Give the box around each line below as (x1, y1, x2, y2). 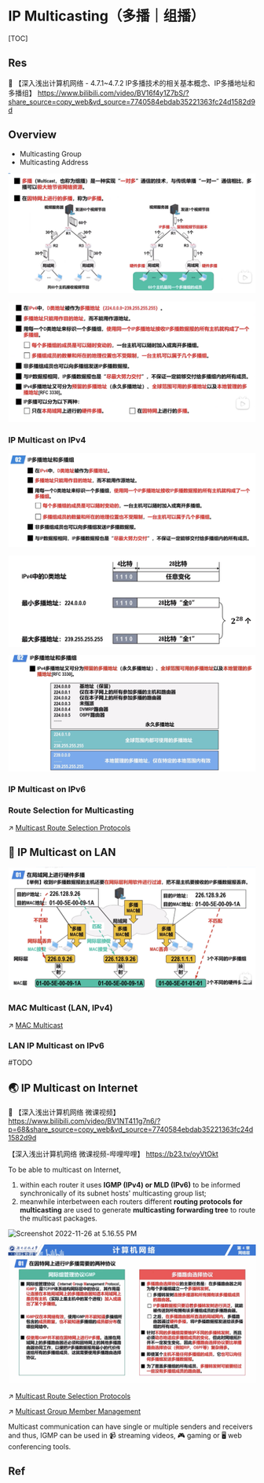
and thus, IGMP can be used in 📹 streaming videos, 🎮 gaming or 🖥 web (8, 1430, 242, 1440)
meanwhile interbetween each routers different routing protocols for (19, 1196, 244, 1206)
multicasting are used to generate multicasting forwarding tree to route (19, 1205, 256, 1214)
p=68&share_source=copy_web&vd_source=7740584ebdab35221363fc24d (8, 1125, 254, 1134)
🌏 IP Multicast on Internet (8, 1081, 138, 1095)
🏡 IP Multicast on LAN (8, 846, 116, 859)
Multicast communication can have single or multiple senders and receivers (8, 1422, 253, 1431)
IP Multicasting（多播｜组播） (8, 7, 205, 25)
